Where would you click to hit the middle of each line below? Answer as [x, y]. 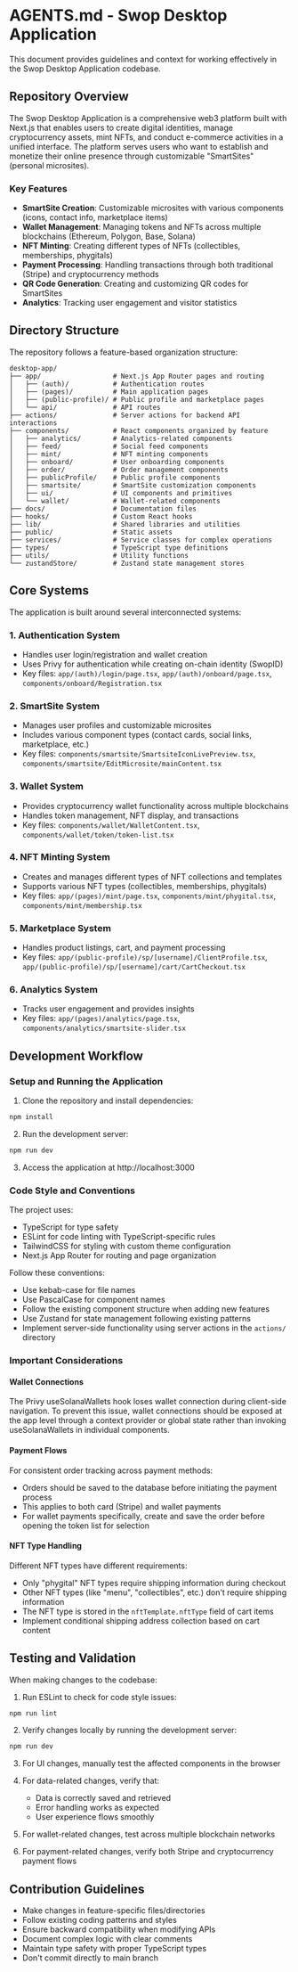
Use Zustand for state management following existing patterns [137, 1319]
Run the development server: [75, 1134]
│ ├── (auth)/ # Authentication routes [107, 384]
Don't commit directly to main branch [90, 1958]
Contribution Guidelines [77, 1889]
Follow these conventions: [57, 1273]
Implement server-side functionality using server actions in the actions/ [154, 1328]
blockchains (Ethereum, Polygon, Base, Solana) [109, 236]
